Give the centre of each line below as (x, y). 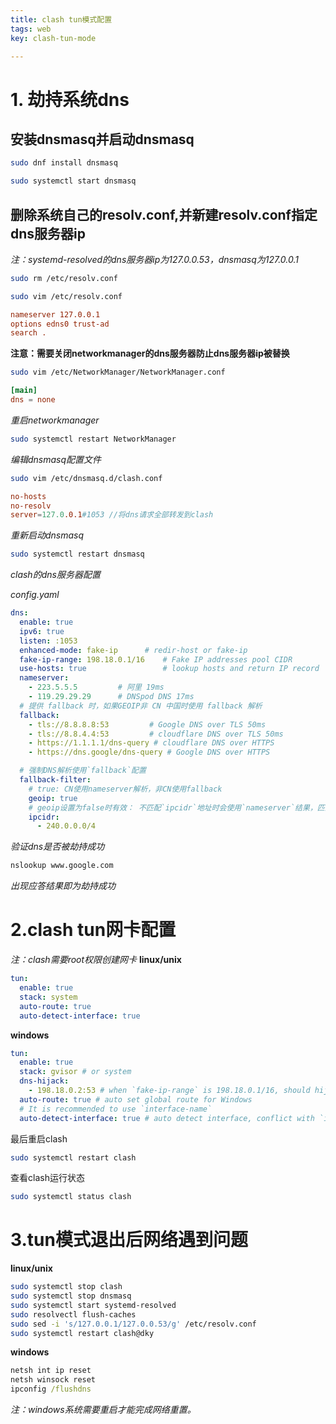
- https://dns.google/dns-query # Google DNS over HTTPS (149, 752)
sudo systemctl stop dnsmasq (71, 1296)
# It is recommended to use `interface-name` (116, 1109)
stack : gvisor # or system (75, 1072)
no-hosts (28, 496)
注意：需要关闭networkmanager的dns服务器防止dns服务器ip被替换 (150, 353)
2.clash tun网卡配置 (93, 930)
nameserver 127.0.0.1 (55, 314)
